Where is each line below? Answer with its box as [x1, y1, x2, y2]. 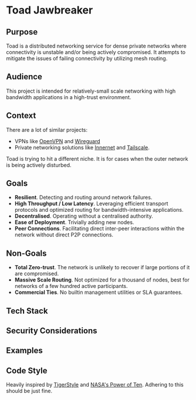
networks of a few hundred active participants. [14, 283, 128, 290]
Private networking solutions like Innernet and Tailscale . [14, 144, 150, 151]
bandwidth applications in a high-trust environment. [6, 93, 131, 100]
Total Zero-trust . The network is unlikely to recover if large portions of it [14, 264, 190, 271]
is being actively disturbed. [6, 161, 72, 168]
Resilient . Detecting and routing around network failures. [14, 194, 153, 201]
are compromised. [14, 270, 59, 277]
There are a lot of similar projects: [6, 126, 88, 133]
